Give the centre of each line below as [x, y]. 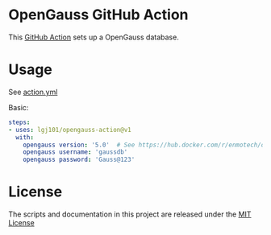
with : [25, 137]
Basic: [19, 107]
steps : [19, 122]
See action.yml [33, 92]
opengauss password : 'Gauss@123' [79, 160]
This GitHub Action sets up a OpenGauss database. [94, 37]
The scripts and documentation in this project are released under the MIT [130, 214]
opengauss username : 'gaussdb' [75, 152]
